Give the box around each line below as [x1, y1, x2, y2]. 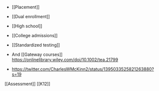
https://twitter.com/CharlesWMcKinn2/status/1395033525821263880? [11, 66, 155, 72]
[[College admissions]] [11, 33, 58, 38]
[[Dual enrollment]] [11, 14, 50, 19]
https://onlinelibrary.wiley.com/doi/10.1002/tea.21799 [11, 57, 118, 63]
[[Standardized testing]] [11, 42, 60, 48]
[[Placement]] [11, 4, 40, 10]
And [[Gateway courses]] [11, 51, 63, 57]
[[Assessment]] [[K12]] [4, 81, 51, 87]
